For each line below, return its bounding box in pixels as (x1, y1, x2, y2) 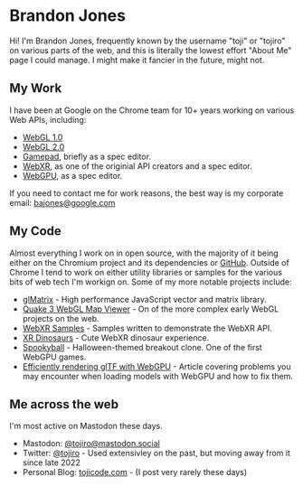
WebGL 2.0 (22, 141, 65, 152)
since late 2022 (22, 457, 81, 468)
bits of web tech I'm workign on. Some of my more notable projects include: (9, 276, 292, 287)
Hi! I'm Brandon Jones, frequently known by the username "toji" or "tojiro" (9, 35, 287, 46)
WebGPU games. (22, 351, 87, 362)
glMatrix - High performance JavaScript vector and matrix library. (22, 294, 267, 304)
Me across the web (9, 397, 119, 412)
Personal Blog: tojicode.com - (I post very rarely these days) (22, 467, 248, 478)
